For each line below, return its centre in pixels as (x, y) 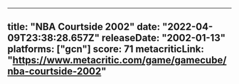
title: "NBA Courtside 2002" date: (84, 27)
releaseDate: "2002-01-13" (164, 38)
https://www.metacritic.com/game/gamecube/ (119, 60)
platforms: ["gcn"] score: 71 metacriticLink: (106, 49)
